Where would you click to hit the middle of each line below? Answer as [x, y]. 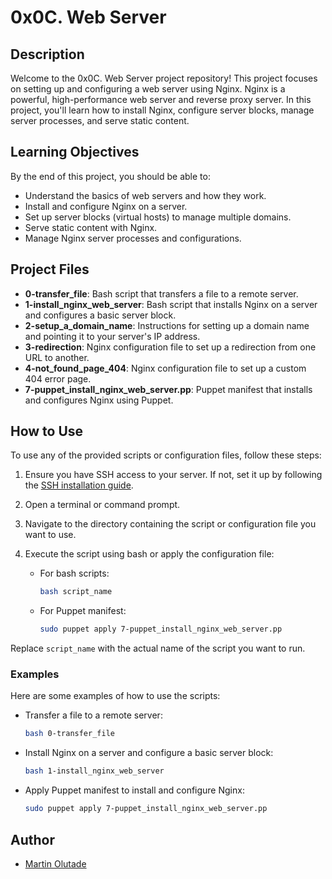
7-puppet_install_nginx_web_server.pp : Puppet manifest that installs [168, 389]
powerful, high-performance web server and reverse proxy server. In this [161, 99]
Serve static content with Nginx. [91, 227]
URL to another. [57, 357]
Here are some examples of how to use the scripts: [115, 696]
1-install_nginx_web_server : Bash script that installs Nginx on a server [171, 304]
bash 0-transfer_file [69, 734]
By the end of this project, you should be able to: [110, 176]
